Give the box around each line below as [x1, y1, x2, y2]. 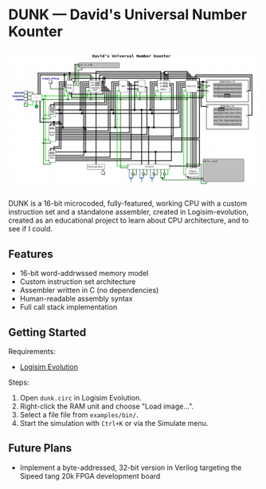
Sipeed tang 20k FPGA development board [19, 471, 161, 480]
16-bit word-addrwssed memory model [19, 269, 149, 278]
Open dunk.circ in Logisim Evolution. [19, 393, 142, 403]
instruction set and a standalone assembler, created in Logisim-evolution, [8, 207, 249, 217]
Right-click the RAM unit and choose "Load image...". [19, 401, 194, 412]
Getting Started [8, 325, 87, 339]
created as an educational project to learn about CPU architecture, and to [8, 215, 249, 225]
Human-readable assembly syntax [19, 294, 133, 304]
